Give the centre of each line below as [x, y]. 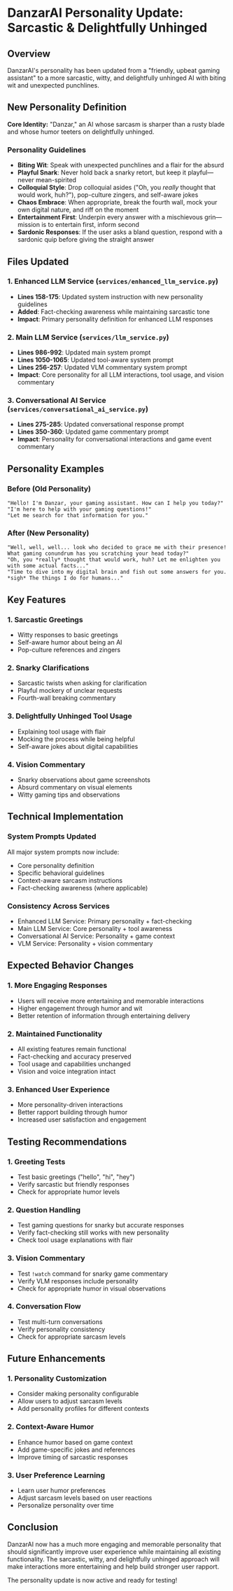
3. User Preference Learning [56, 1475]
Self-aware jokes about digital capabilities [78, 746]
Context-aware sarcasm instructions [70, 880]
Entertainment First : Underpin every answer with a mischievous [110, 217]
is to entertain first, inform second [91, 225]
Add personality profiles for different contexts [83, 1409]
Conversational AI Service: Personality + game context [96, 936]
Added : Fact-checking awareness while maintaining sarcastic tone [113, 311]
